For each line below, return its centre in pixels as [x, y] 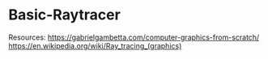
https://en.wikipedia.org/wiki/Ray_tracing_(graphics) [95, 45]
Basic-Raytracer [65, 15]
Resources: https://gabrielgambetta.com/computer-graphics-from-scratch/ [134, 37]
